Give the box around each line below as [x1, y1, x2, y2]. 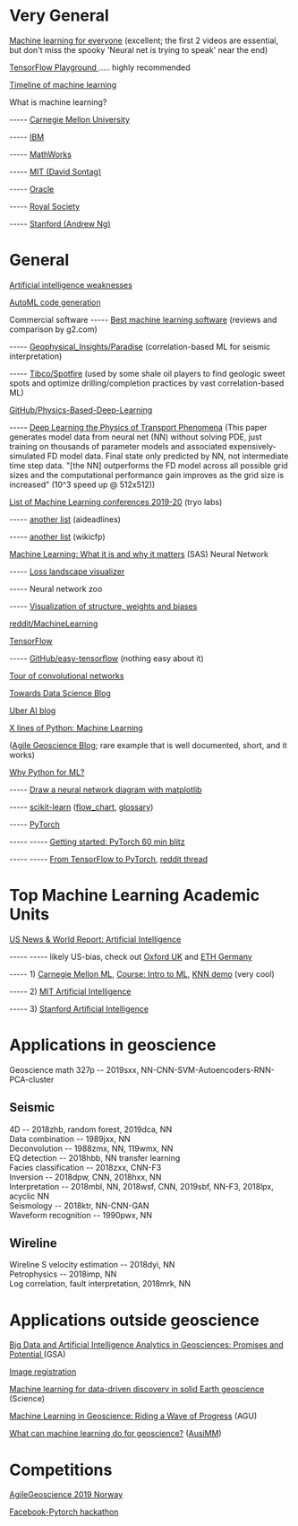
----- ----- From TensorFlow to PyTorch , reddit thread [9, 853, 209, 864]
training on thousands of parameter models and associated [9, 440, 227, 451]
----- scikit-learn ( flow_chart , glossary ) [9, 801, 154, 812]
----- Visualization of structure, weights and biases [9, 600, 198, 611]
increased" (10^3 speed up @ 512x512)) [9, 479, 156, 490]
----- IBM [9, 131, 45, 142]
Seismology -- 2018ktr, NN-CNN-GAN [9, 1199, 149, 1211]
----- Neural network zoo [9, 583, 103, 594]
